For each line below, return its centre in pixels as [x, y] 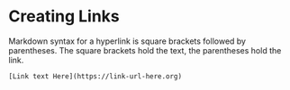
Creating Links [64, 16]
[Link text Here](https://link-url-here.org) [95, 76]
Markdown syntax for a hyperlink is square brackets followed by [127, 41]
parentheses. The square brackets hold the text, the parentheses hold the [145, 50]
